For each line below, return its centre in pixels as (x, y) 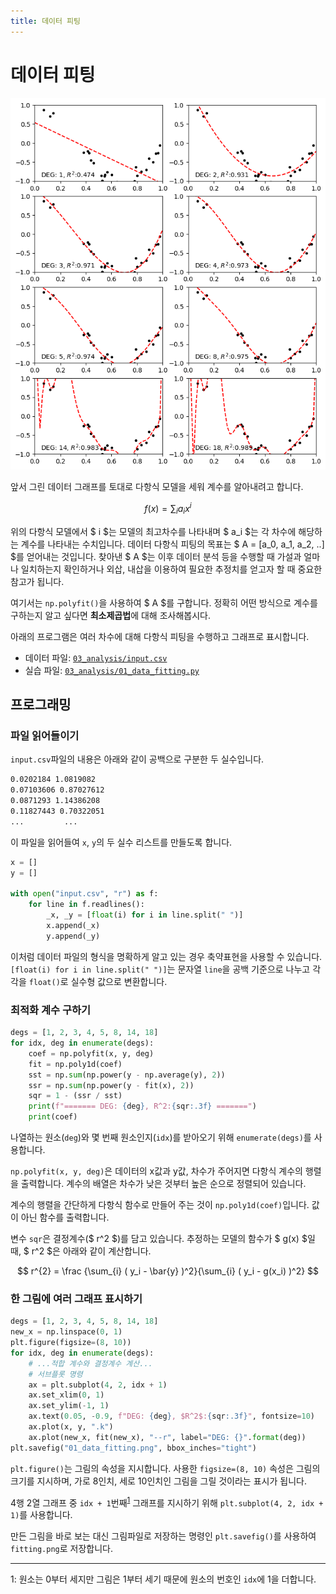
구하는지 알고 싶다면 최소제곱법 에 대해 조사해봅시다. (110, 615)
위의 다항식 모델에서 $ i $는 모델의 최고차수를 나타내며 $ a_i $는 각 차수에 (153, 531)
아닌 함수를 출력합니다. (65, 1217)
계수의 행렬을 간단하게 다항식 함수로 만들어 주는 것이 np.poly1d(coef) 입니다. (160, 1205)
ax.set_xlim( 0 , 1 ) (66, 1395)
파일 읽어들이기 (45, 736)
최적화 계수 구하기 (51, 1010)
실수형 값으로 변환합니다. (119, 981)
